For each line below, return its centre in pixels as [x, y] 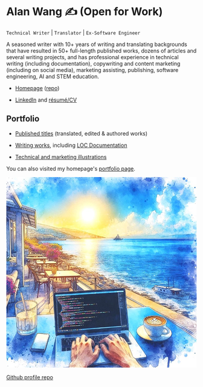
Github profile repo [30, 377]
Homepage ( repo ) [37, 88]
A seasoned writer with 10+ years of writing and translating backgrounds [97, 44]
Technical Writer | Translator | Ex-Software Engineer [73, 32]
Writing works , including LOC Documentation [71, 145]
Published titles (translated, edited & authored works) [81, 133]
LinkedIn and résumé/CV [46, 100]
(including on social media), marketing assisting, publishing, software [92, 70]
